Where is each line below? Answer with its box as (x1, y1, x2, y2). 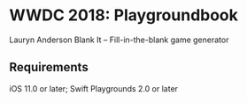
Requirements (9, 60, 89, 75)
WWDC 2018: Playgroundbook (9, 5, 239, 26)
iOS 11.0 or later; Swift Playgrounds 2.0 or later (9, 83, 179, 93)
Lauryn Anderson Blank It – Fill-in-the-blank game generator (9, 34, 229, 45)
